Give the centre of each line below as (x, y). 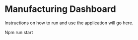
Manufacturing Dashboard (60, 9)
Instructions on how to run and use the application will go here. (69, 23)
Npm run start (19, 32)
